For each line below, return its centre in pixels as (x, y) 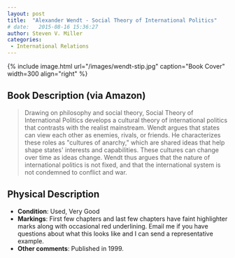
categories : (24, 40)
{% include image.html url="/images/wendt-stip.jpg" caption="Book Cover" (116, 66)
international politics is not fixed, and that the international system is (122, 165)
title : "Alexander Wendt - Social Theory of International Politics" (112, 20)
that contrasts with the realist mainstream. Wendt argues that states (122, 128)
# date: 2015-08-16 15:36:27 (53, 27)
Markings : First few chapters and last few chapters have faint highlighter (122, 219)
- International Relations (50, 46)
